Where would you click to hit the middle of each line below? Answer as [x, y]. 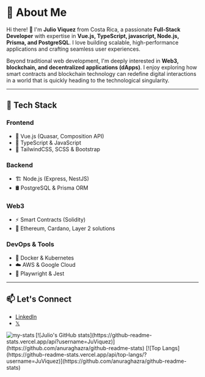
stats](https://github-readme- [115, 335]
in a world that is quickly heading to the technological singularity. [88, 80]
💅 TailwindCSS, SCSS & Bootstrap [58, 149]
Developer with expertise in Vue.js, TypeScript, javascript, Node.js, [93, 35]
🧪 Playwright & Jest [40, 273]
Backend [20, 165]
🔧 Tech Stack [32, 106]
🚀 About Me [37, 13]
